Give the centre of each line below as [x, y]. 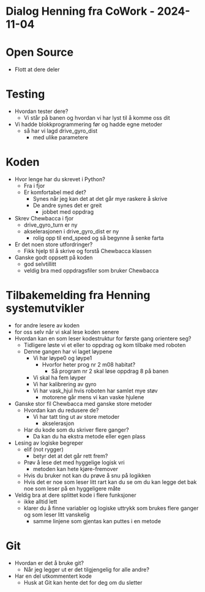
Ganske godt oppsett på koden [54, 257]
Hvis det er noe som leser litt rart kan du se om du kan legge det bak [110, 482]
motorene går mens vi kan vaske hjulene [93, 397]
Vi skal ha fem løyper [59, 377]
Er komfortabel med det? [55, 192]
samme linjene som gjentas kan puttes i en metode [97, 521]
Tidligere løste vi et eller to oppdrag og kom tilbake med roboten [105, 345]
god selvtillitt [40, 264]
